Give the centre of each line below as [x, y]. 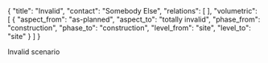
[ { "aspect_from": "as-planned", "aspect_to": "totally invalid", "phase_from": [134, 19]
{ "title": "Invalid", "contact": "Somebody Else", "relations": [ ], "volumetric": [133, 11]
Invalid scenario [34, 52]
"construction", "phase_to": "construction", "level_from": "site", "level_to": [129, 28]
